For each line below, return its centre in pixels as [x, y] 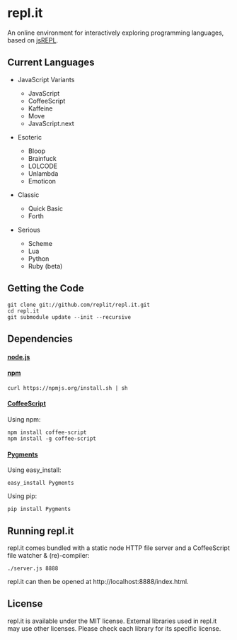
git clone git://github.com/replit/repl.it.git [79, 305]
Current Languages [51, 63]
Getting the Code [46, 288]
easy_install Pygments [41, 483]
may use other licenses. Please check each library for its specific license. [114, 628]
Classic [28, 195]
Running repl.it [41, 530]
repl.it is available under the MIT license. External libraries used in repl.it [112, 621]
